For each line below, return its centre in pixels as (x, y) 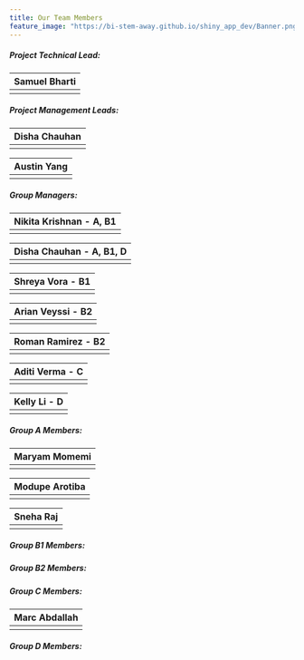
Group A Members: (46, 430)
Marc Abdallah (46, 617)
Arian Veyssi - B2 (53, 312)
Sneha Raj (36, 517)
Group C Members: (46, 591)
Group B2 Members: (48, 568)
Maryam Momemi (53, 457)
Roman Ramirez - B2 (60, 342)
